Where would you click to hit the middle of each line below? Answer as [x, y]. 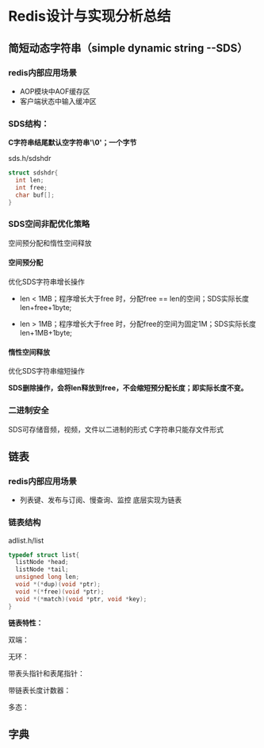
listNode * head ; [42, 562]
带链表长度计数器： [40, 690]
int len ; [30, 180]
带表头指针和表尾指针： [46, 673]
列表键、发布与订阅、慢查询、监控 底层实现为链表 [101, 500]
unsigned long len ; [48, 577]
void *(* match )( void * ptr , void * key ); [81, 599]
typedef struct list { [44, 555]
